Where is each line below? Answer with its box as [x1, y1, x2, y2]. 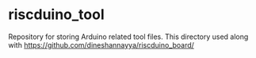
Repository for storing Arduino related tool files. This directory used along [8, 32, 249, 41]
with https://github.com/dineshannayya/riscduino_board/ [8, 40, 194, 49]
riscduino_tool [8, 6, 105, 24]
